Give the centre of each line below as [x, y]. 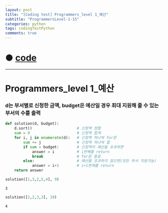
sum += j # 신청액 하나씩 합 [66, 142]
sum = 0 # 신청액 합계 [57, 133]
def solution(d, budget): [32, 124]
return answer [29, 170]
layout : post [19, 10]
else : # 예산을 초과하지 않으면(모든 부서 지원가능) [90, 161]
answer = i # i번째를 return [71, 152]
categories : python [25, 24]
